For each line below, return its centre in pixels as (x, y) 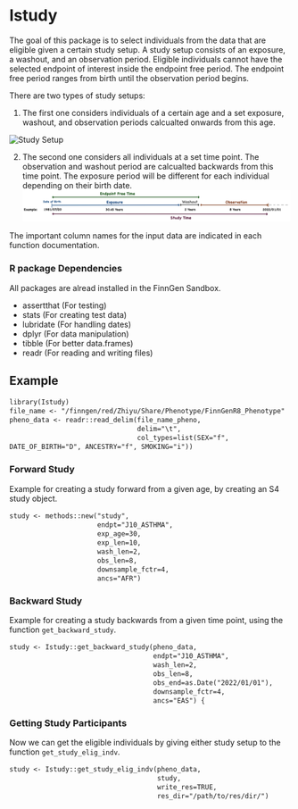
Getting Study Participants (68, 722)
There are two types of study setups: (77, 96)
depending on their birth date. (77, 185)
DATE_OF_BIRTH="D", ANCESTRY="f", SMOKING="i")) (101, 447)
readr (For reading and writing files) (87, 353)
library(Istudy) (39, 403)
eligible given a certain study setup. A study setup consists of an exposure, (147, 49)
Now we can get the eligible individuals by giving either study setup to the (145, 743)
